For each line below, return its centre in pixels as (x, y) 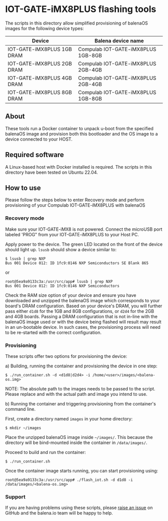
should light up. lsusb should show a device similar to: (61, 249)
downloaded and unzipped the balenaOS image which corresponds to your (82, 300)
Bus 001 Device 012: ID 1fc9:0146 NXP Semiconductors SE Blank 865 (77, 263)
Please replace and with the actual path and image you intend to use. (76, 394)
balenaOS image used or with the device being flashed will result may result (83, 322)
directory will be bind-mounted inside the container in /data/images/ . (76, 442)
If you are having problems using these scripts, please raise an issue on (79, 508)
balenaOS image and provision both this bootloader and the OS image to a (82, 134)
